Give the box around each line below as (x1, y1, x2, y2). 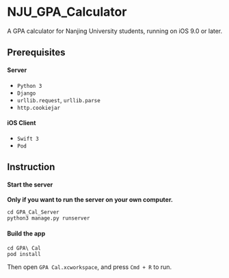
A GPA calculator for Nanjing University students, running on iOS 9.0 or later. (7, 27, 223, 35)
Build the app (7, 229, 46, 238)
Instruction (7, 161, 55, 173)
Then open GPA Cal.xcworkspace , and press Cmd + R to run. (7, 262, 172, 271)
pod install (7, 251, 41, 257)
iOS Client (7, 119, 36, 127)
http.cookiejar (16, 104, 61, 111)
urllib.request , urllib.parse (16, 95, 100, 104)
